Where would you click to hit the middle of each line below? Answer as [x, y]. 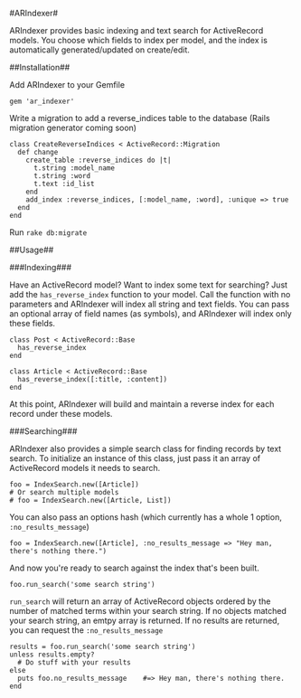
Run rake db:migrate [48, 232]
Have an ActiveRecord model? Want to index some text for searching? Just [148, 285]
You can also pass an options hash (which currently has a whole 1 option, [146, 517]
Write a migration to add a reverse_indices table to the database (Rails [140, 118]
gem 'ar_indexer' [42, 101]
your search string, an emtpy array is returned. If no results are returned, [145, 620]
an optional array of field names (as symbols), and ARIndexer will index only [150, 314]
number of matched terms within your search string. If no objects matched [148, 611]
